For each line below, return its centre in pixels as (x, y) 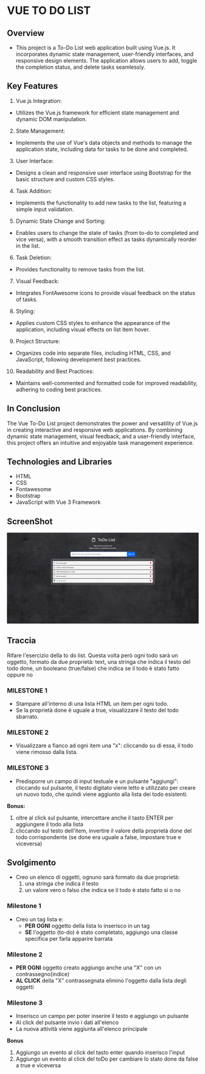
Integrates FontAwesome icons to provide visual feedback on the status (105, 293)
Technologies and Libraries (60, 462)
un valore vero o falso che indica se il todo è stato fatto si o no (103, 890)
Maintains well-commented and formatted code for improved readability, (107, 383)
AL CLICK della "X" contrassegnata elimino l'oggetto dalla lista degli (101, 981)
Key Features (33, 86)
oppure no (20, 675)
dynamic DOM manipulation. (51, 119)
